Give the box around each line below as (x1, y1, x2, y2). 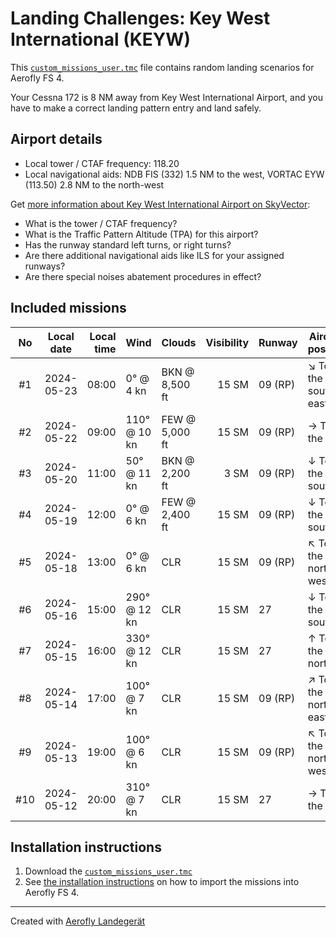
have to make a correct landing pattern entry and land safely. (10, 102, 262, 114)
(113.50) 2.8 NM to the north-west (24, 178, 165, 191)
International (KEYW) (10, 28, 191, 51)
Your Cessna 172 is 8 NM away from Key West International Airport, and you (10, 91, 324, 103)
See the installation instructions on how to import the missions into (24, 876, 300, 888)
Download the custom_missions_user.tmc (24, 865, 193, 877)
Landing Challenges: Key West (10, 7, 271, 30)
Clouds (161, 335, 197, 349)
